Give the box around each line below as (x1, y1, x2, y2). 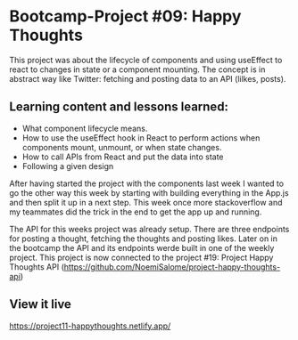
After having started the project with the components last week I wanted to (9, 178, 284, 189)
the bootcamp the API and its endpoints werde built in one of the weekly (9, 242, 275, 253)
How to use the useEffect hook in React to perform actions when (21, 132, 261, 143)
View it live (9, 296, 71, 312)
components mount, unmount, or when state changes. (21, 142, 222, 152)
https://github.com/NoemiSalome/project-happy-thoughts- (63, 261, 281, 272)
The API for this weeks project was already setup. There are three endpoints (9, 223, 290, 234)
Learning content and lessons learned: (9, 100, 229, 115)
